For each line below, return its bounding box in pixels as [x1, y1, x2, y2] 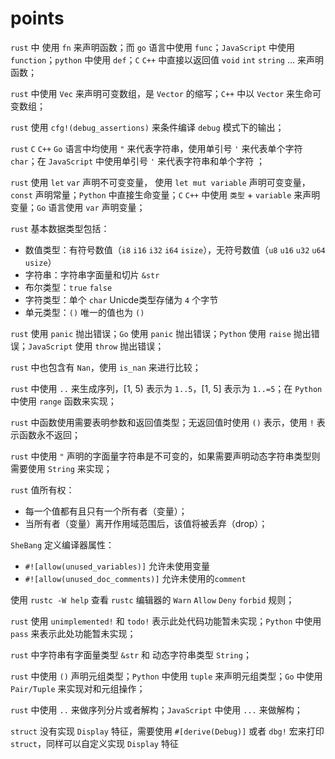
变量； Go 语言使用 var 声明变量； [10, 201, 146, 213]
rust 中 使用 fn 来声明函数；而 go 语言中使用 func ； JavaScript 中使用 [10, 41, 296, 53]
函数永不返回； [18, 428, 81, 441]
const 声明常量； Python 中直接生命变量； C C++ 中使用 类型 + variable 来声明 [10, 188, 321, 201]
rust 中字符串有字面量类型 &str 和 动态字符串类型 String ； [10, 648, 252, 661]
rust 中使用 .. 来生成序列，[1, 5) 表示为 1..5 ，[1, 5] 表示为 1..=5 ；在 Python [10, 382, 323, 394]
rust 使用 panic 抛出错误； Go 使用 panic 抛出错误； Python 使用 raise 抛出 [10, 327, 312, 339]
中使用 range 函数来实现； [10, 395, 117, 407]
